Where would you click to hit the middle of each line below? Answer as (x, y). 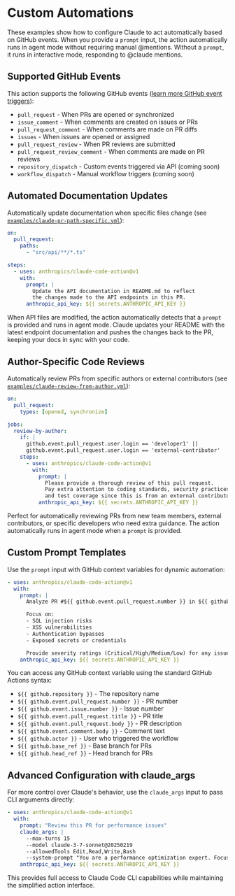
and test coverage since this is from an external (120, 496)
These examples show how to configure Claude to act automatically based (115, 32)
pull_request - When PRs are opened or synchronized (96, 114)
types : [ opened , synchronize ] (64, 412)
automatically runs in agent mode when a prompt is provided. (95, 531)
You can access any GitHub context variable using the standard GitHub (109, 673)
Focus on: (40, 614)
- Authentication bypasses (65, 634)
